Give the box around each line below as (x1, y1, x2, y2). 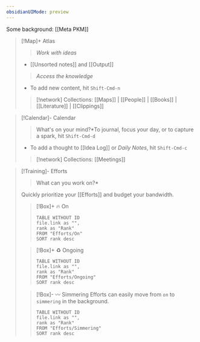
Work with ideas (36, 49, 77, 56)
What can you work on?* (36, 179, 99, 186)
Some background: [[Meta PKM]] (6, 25, 89, 33)
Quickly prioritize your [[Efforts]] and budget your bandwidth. (21, 191, 174, 198)
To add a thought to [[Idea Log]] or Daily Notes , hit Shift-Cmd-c (30, 143, 187, 151)
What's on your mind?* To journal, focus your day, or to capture (36, 125, 194, 133)
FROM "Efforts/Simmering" (36, 325, 102, 331)
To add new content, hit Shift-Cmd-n (30, 84, 121, 91)
